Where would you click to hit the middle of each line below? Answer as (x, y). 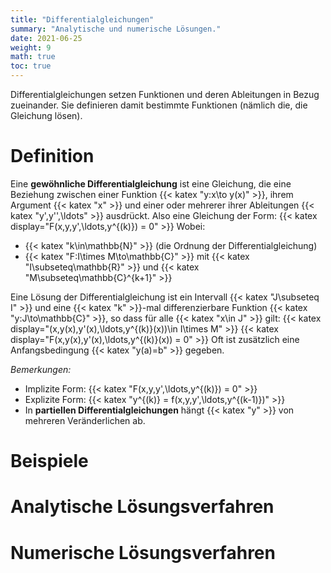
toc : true (31, 66)
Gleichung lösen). (46, 115)
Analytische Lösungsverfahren (142, 507)
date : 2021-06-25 (46, 38)
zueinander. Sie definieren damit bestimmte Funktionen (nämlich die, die (159, 105)
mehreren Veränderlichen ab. (85, 420)
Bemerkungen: (41, 369)
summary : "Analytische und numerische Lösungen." (116, 29)
